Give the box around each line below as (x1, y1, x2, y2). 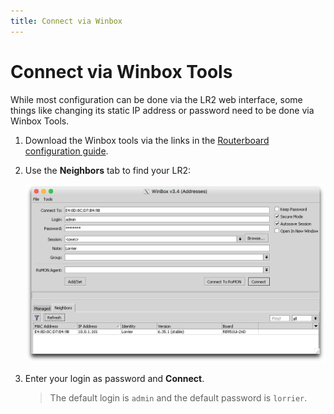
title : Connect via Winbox (10, 16, 123, 26)
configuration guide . (24, 145, 109, 157)
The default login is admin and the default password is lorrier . (49, 391, 308, 404)
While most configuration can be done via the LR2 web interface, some (10, 93, 303, 105)
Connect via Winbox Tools (10, 60, 233, 83)
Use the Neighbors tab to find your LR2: (24, 164, 192, 176)
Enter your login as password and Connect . (24, 372, 205, 384)
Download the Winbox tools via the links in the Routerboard (24, 134, 270, 146)
